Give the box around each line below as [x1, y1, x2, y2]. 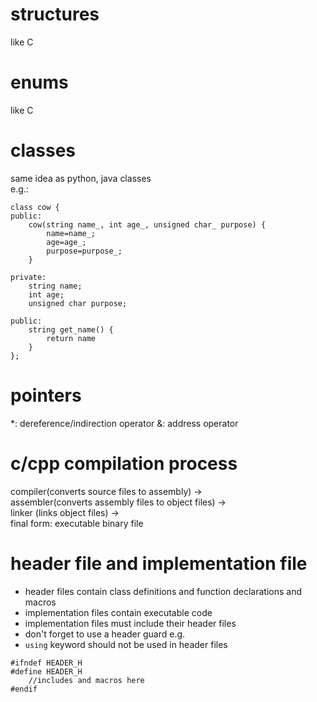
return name [46, 333, 97, 343]
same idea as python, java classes [10, 172, 152, 184]
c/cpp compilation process [10, 452, 238, 475]
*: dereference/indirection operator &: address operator [10, 417, 239, 429]
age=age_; [46, 237, 87, 247]
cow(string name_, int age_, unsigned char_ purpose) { [28, 219, 267, 230]
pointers [10, 384, 82, 407]
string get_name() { [28, 324, 114, 335]
